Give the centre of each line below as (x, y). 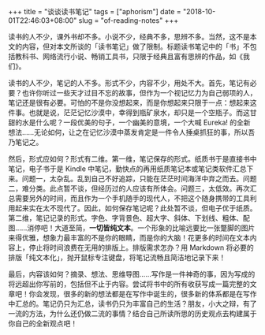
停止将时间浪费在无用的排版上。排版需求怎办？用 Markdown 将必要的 (141, 248)
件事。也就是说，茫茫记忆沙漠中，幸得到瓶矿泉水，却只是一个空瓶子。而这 (129, 112)
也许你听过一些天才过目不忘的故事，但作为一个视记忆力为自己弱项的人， (139, 93)
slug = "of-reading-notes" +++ (129, 20)
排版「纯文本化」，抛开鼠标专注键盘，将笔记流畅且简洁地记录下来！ (117, 257)
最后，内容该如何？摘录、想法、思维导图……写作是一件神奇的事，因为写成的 (132, 274)
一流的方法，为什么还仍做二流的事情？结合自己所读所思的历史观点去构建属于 (132, 313)
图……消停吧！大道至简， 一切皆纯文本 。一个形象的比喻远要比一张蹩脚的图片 (132, 228)
